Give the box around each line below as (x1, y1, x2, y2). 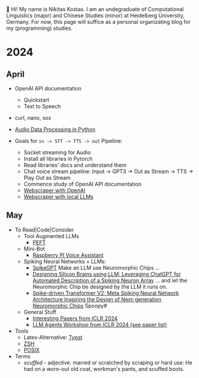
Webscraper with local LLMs (23, 193, 94, 200)
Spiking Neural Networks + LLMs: (23, 258, 106, 265)
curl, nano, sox (14, 114, 52, 121)
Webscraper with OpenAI (23, 187, 86, 193)
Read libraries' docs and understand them (23, 161, 127, 168)
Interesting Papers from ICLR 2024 (32, 314, 118, 321)
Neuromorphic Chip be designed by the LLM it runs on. (32, 283, 168, 290)
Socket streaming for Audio (23, 149, 91, 156)
